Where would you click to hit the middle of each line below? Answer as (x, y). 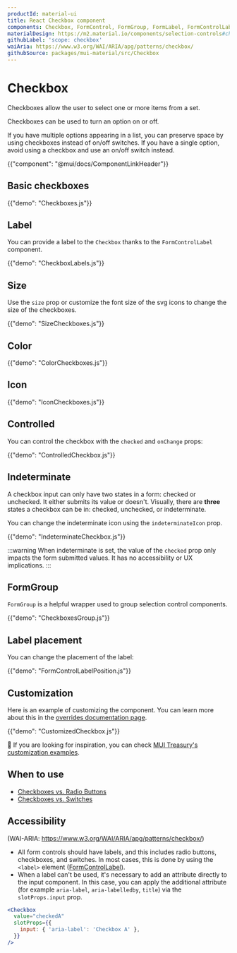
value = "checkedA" (39, 916)
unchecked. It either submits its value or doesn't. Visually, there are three (114, 501)
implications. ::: (29, 565)
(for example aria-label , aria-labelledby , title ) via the (99, 889)
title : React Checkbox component (56, 20)
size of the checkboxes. (42, 310)
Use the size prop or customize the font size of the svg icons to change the (117, 302)
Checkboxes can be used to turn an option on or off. (83, 121)
